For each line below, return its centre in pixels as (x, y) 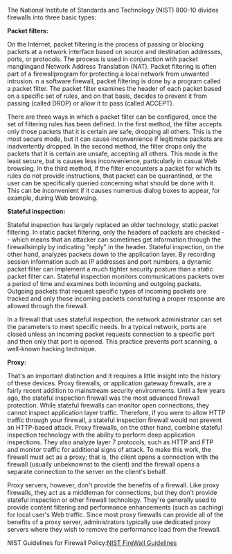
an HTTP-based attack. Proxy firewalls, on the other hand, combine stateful (115, 427)
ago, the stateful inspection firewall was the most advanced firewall (103, 398)
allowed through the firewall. (48, 306)
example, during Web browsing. (53, 198)
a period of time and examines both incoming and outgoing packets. (105, 284)
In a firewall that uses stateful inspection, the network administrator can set (115, 319)
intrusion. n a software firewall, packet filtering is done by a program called (114, 81)
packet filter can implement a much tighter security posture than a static (110, 269)
